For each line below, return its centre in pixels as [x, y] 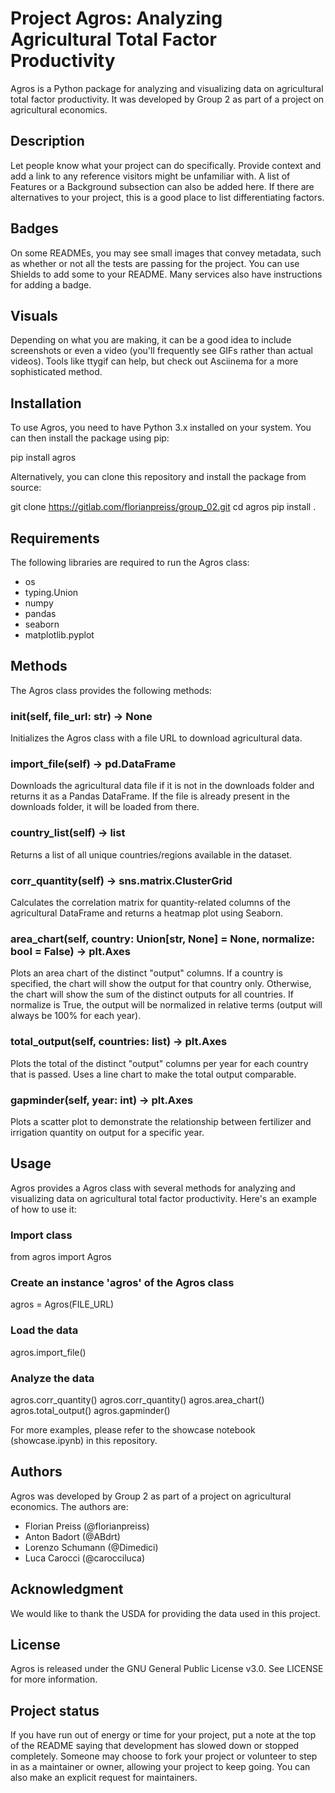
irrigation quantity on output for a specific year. [107, 1132]
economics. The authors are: [69, 1506]
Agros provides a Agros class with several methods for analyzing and [153, 1188]
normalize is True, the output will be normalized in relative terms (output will [166, 1005]
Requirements [55, 538]
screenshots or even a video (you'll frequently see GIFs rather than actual [161, 351]
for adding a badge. [51, 284]
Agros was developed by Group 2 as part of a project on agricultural [151, 1496]
